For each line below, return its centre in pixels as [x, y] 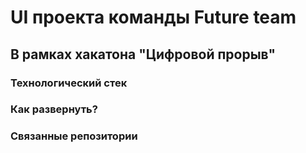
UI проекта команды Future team [153, 17]
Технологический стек [69, 83]
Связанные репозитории [74, 136]
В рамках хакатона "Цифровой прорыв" [143, 54]
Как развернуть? [54, 109]
